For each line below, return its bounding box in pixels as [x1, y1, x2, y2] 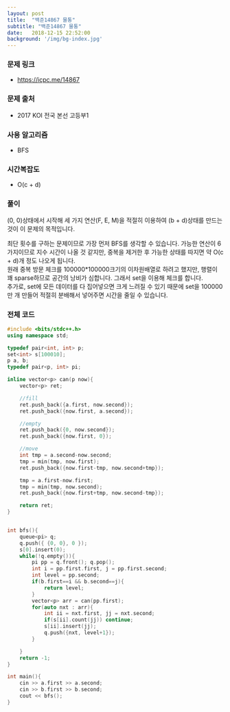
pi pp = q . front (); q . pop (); [32, 559, 115, 566]
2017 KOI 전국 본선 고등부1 [16, 111, 89, 119]
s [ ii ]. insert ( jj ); [43, 623, 97, 630]
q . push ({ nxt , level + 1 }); [43, 629, 115, 636]
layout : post [7, 10, 45, 17]
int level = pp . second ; [32, 572, 100, 579]
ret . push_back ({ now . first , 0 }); [19, 433, 112, 440]
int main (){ [7, 673, 41, 680]
